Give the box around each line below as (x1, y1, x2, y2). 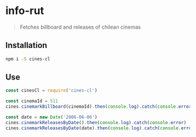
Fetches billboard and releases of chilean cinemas (19, 23, 141, 30)
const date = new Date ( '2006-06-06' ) (5, 114, 98, 121)
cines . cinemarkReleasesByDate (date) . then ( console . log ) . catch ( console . (5, 125, 181, 131)
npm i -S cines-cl (5, 56, 50, 62)
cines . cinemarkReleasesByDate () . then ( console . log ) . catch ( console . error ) (5, 119, 187, 125)
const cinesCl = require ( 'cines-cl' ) (5, 88, 98, 94)
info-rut (5, 4, 44, 18)
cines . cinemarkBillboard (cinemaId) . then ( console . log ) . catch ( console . (5, 104, 179, 109)
